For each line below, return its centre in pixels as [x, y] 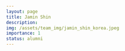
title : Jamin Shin [28, 17]
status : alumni [25, 39]
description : [22, 22]
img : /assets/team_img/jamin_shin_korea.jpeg [62, 28]
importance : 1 [23, 33]
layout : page [22, 11]
